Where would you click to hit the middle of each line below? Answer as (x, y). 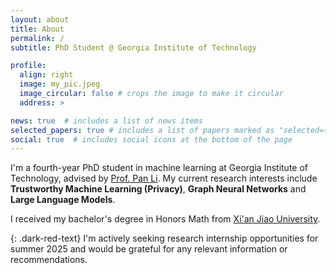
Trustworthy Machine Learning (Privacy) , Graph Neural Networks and (158, 189)
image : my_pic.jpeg (60, 84)
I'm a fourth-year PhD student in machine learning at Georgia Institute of (159, 168)
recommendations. (49, 260)
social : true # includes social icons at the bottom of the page (151, 139)
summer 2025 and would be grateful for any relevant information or (149, 249)
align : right (46, 75)
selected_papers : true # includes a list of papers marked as (142, 130)
